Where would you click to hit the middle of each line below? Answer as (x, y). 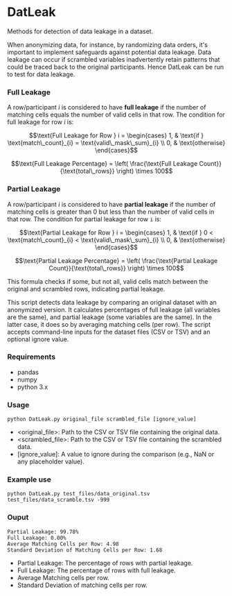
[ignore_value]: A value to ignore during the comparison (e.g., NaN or (116, 454)
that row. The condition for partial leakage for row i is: (84, 219)
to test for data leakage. (41, 74)
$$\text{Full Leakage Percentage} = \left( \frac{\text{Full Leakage (105, 164)
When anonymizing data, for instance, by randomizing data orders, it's (108, 44)
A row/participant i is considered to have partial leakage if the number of (111, 204)
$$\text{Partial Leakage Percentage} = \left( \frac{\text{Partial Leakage (116, 260)
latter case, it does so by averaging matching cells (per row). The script (109, 324)
